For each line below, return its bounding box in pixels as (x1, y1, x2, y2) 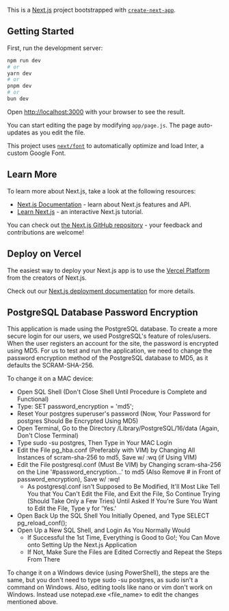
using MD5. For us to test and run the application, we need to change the (7, 346, 213, 355)
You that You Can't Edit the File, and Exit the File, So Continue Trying (27, 490, 221, 498)
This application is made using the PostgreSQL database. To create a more (7, 325, 217, 333)
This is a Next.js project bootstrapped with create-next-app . (7, 6, 176, 14)
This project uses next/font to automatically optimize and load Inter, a (7, 141, 204, 149)
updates (7, 128, 31, 136)
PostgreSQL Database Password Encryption (7, 307, 198, 318)
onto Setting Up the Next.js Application (27, 541, 137, 549)
